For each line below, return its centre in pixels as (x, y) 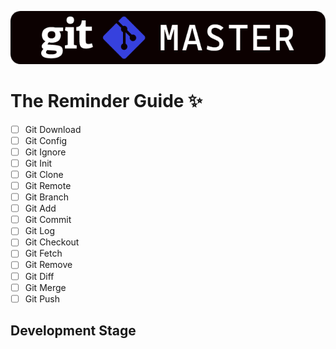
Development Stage (73, 331)
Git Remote (48, 186)
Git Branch (46, 197)
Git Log (40, 231)
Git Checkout (52, 242)
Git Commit (48, 220)
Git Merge (45, 287)
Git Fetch (43, 253)
